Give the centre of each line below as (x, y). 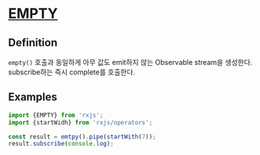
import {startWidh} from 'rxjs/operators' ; (81, 122)
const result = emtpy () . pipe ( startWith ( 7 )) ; (82, 137)
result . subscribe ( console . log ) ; (61, 144)
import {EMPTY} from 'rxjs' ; (56, 115)
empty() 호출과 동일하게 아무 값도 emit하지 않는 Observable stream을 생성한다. (130, 62)
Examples (33, 97)
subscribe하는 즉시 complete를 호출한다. (72, 72)
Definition (33, 43)
